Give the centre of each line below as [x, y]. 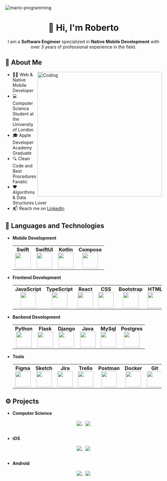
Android [21, 463]
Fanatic [20, 181]
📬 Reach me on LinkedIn [38, 208]
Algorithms [24, 192]
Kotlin [66, 249]
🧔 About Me [24, 62]
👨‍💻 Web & [23, 74]
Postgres [132, 329]
